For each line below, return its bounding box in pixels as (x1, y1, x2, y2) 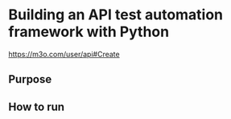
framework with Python (8, 23, 170, 41)
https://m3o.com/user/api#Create (8, 49, 120, 59)
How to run (8, 100, 65, 113)
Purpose (8, 72, 52, 86)
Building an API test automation (8, 6, 224, 24)
